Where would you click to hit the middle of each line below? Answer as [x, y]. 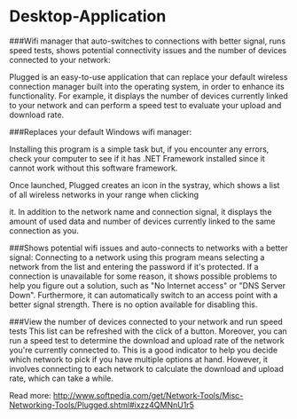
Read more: [30, 395]
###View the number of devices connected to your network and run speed [146, 321]
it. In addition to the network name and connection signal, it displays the [141, 211]
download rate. [37, 115]
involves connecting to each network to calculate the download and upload [146, 368]
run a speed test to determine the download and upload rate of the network [147, 340]
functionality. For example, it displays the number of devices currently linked [148, 96]
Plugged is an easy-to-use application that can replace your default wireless [148, 76]
